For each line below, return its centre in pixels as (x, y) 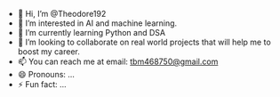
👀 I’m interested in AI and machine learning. (97, 23)
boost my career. (48, 52)
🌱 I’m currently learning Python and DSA (92, 32)
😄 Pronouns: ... (46, 74)
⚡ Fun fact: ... (42, 84)
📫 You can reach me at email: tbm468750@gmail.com (118, 61)
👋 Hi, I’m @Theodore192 (62, 14)
